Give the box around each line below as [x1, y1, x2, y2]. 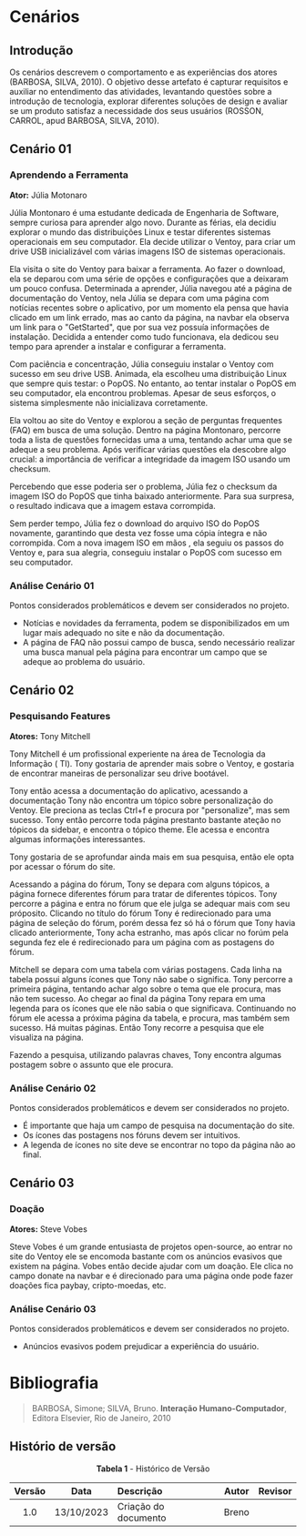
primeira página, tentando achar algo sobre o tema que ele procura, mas [9, 983, 281, 994]
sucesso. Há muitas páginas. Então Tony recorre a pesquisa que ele [9, 1022, 264, 1032]
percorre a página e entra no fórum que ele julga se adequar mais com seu [9, 898, 291, 909]
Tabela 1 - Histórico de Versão [96, 1463, 210, 1474]
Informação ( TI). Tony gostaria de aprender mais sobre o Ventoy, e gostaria [9, 758, 294, 768]
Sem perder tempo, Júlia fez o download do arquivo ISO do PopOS [9, 517, 260, 529]
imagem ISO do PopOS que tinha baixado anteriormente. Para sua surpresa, [9, 490, 295, 502]
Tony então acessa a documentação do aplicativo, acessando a [9, 785, 249, 796]
